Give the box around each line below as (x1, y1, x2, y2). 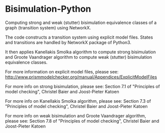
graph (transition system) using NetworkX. (5, 24, 91, 30)
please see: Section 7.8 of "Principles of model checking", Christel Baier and (5, 118, 160, 124)
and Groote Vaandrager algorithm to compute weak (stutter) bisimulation (5, 54, 152, 60)
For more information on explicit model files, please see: (5, 68, 119, 74)
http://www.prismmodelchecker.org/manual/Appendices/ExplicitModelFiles (5, 74, 157, 80)
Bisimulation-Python (5, 3, 91, 15)
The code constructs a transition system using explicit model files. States (5, 34, 153, 40)
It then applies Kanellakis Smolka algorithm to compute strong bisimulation (5, 49, 156, 55)
